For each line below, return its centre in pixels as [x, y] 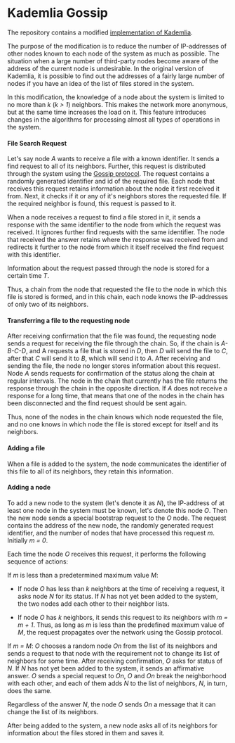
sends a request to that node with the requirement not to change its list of [113, 653]
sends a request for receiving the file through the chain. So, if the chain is [113, 343]
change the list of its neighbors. [53, 711]
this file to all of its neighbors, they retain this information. [90, 471]
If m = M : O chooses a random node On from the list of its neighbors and [112, 646]
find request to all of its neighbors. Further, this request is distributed [106, 166]
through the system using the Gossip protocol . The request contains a [108, 174]
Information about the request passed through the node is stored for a [108, 268]
